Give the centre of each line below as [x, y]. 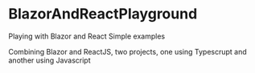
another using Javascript [49, 60]
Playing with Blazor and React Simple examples [87, 36]
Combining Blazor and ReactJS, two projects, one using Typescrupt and [127, 51]
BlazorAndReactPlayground [103, 14]
